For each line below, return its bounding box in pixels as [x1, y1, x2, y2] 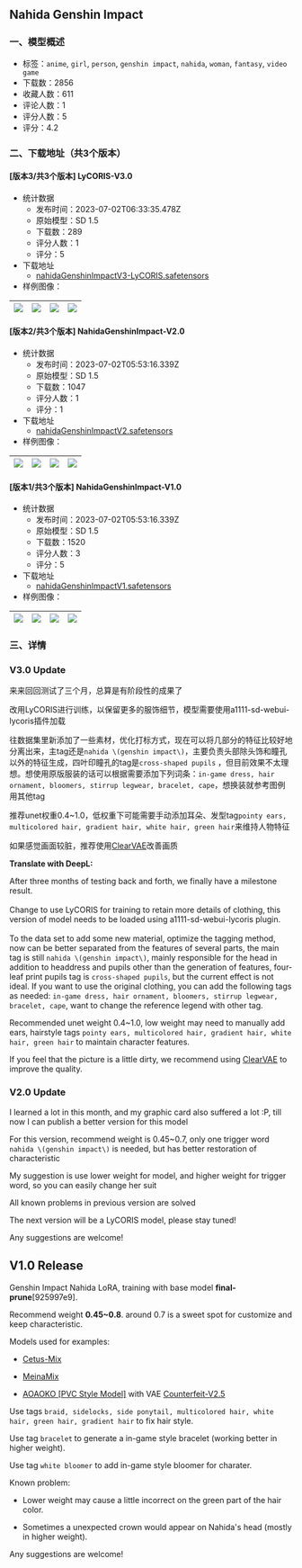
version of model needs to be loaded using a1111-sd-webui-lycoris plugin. [9, 914, 281, 925]
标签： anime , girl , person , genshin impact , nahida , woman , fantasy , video [22, 58, 288, 68]
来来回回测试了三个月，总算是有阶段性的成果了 [9, 685, 182, 696]
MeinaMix [22, 1371, 59, 1382]
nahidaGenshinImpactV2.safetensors [35, 426, 173, 436]
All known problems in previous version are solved [9, 1196, 196, 1208]
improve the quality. [9, 1063, 83, 1074]
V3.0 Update [9, 664, 66, 676]
